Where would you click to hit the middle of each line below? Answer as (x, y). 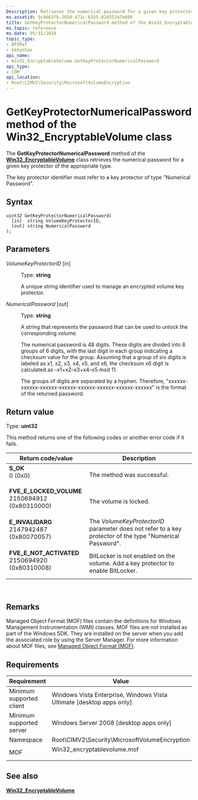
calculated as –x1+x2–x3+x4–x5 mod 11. (69, 370)
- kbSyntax (19, 50)
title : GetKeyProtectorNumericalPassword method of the (76, 22)
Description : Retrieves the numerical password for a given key (87, 11)
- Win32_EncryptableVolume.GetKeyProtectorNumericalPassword (83, 61)
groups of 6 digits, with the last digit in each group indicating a (97, 351)
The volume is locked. (120, 502)
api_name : (18, 55)
